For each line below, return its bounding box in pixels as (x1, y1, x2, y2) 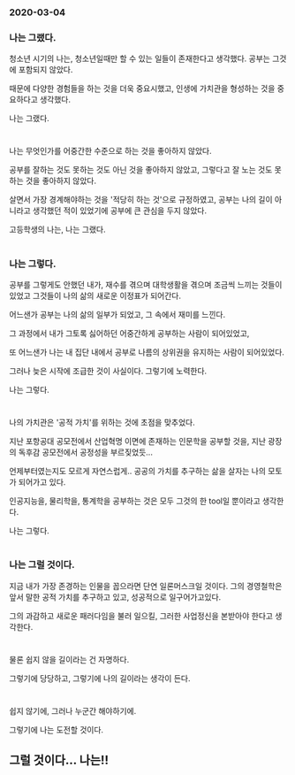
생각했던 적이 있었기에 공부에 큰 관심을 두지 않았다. (32, 205, 208, 216)
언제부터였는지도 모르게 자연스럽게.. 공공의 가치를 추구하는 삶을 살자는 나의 (9, 466, 267, 477)
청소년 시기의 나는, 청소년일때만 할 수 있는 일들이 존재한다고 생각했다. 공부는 (9, 53, 271, 64)
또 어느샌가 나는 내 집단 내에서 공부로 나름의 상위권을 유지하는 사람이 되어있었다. (9, 347, 285, 357)
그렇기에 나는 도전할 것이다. (9, 725, 104, 735)
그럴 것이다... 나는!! (9, 753, 109, 768)
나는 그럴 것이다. (9, 559, 75, 572)
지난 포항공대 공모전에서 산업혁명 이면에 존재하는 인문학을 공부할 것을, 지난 (9, 436, 267, 447)
